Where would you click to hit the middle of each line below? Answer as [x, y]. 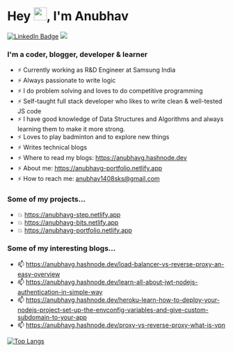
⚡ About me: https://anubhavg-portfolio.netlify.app [90, 168]
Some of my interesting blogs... [62, 248]
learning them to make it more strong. [71, 129]
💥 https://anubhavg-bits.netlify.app [68, 222]
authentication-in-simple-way [60, 291]
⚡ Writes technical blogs [52, 147]
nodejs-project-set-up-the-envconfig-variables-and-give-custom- [113, 310]
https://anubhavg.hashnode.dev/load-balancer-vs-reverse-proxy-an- [125, 264]
